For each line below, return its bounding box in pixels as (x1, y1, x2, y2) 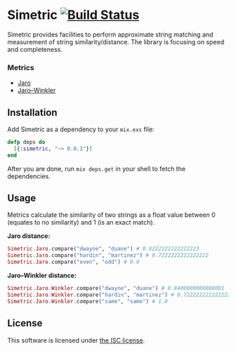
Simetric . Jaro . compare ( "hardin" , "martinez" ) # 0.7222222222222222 (7, 252, 209, 259)
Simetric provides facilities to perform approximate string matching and (7, 30, 214, 39)
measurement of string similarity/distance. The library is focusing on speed (7, 37, 225, 46)
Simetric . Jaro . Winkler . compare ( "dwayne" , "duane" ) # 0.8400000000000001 (7, 285, 225, 292)
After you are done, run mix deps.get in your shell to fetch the (7, 164, 186, 173)
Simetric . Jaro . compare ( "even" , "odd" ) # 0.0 (7, 258, 140, 266)
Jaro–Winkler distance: (7, 271, 77, 280)
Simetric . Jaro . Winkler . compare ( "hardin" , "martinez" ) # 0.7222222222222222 (7, 291, 234, 298)
